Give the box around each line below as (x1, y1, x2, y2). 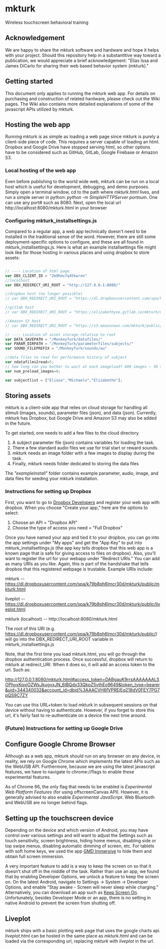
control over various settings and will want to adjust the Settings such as (5, 832, 153, 838)
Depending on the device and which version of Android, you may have (5, 827, 148, 833)
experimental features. (5, 774, 51, 780)
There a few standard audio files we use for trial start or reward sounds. (12, 445, 159, 451)
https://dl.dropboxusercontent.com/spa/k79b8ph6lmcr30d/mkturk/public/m (5, 581, 160, 587)
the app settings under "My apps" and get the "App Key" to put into (5, 539, 142, 546)
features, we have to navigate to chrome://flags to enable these (5, 769, 134, 775)
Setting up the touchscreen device (5, 814, 114, 822)
